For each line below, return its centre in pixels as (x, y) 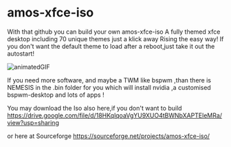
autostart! (21, 54)
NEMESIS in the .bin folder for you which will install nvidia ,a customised (109, 87)
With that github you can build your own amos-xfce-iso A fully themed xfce (114, 32)
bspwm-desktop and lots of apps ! (56, 95)
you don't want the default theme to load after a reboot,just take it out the (111, 46)
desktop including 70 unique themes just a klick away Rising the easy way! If (115, 38)
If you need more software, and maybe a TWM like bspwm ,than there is (109, 80)
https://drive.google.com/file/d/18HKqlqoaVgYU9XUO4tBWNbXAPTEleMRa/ (114, 115)
